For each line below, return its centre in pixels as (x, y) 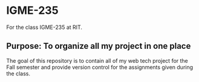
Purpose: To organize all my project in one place (99, 46)
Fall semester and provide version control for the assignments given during (100, 67)
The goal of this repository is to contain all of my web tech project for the (97, 60)
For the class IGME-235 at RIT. (44, 27)
